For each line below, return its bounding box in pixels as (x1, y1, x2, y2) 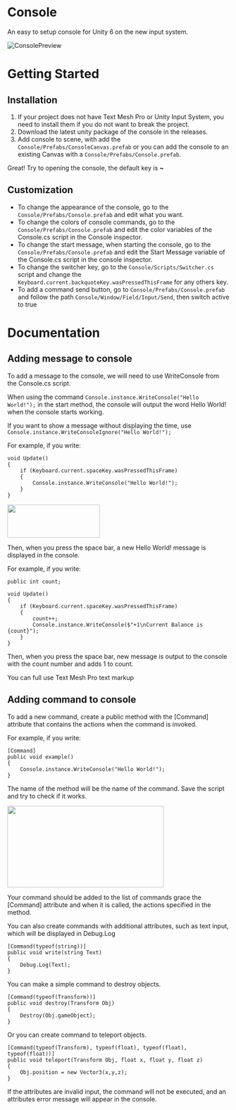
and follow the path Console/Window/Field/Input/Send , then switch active (17, 292, 230, 301)
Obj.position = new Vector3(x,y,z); (20, 1068, 128, 1075)
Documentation (7, 325, 101, 340)
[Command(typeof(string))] (7, 942, 87, 950)
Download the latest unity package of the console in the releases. (17, 128, 208, 136)
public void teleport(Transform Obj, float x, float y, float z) (7, 1056, 203, 1063)
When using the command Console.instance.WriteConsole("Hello (7, 393, 199, 401)
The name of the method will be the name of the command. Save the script (7, 784, 225, 793)
